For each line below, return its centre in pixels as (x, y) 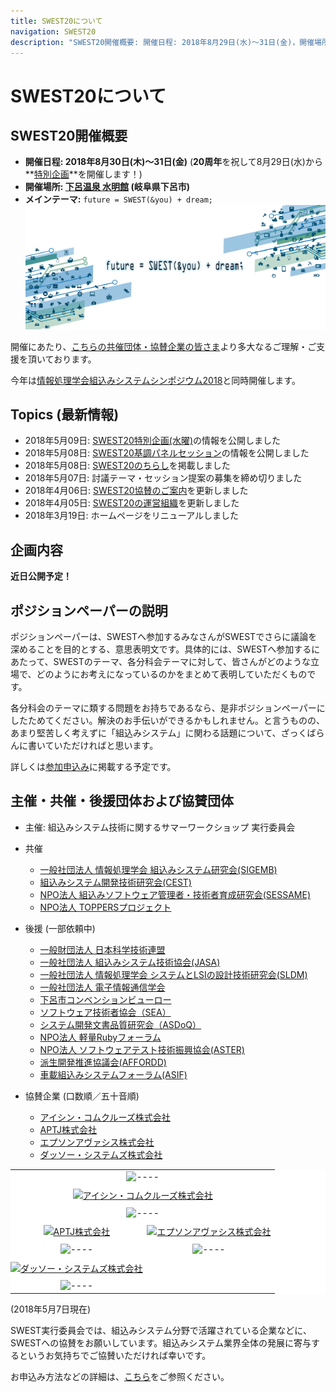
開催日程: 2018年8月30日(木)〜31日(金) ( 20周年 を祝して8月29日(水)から (173, 162)
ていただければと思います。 (101, 746)
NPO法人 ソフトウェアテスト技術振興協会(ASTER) (142, 1049)
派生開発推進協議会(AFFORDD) (103, 1062)
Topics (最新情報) (65, 414)
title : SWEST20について (56, 21)
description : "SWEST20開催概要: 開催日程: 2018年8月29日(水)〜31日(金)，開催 (162, 42)
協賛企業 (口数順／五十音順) (82, 1096)
